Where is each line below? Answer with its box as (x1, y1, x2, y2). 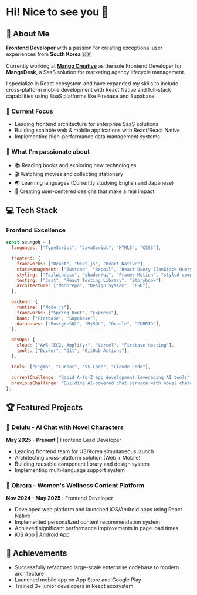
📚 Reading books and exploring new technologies (14, 161, 137, 168)
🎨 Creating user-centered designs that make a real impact (14, 188, 155, 195)
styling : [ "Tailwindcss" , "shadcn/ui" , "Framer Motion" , (16, 272, 159, 278)
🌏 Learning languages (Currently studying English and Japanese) (14, 179, 174, 186)
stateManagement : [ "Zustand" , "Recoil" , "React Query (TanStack (16, 266, 177, 272)
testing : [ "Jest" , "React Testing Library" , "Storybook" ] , (16, 277, 164, 283)
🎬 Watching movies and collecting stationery (14, 170, 124, 177)
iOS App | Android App (14, 531, 70, 538)
